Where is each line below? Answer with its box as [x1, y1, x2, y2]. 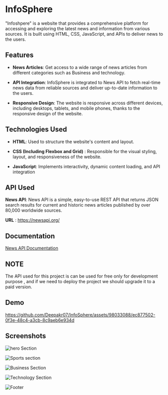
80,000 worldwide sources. [5, 208, 62, 214]
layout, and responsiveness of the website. [12, 154, 102, 160]
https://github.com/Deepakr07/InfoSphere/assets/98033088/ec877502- [5, 311, 156, 318]
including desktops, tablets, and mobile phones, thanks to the [12, 105, 140, 111]
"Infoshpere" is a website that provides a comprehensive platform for [5, 20, 148, 26]
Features [5, 51, 34, 59]
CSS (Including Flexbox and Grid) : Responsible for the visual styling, [12, 148, 157, 154]
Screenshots [5, 332, 46, 341]
